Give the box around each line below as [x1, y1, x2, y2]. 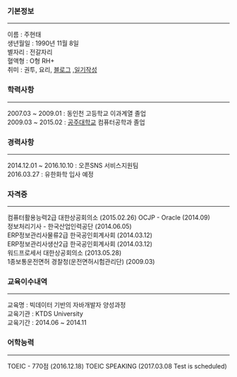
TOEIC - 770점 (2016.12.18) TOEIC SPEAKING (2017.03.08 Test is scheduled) [7, 361, 227, 370]
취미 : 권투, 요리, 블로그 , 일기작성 [7, 66, 97, 74]
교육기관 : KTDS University [7, 309, 83, 318]
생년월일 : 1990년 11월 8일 [7, 39, 79, 47]
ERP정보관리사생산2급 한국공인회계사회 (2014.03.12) [7, 240, 153, 249]
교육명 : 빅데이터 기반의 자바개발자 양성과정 [7, 301, 126, 309]
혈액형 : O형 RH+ [7, 56, 55, 65]
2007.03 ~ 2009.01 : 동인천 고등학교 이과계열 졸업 [7, 109, 147, 117]
